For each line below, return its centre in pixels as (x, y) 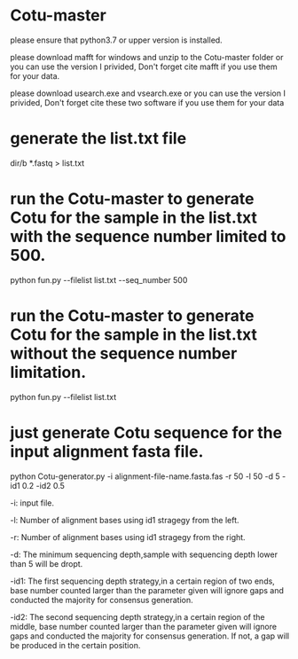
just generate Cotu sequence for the (146, 432)
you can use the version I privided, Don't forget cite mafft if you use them (144, 67)
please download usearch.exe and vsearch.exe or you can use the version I (148, 93)
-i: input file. (32, 503)
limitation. (48, 373)
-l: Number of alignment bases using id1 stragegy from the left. (125, 520)
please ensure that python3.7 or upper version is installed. (116, 40)
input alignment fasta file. (107, 451)
